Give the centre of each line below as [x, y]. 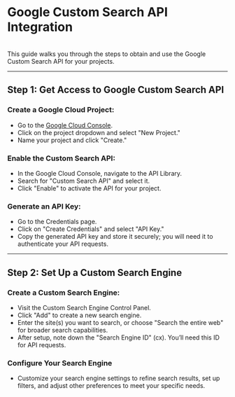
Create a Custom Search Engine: [64, 293]
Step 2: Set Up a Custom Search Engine [95, 273]
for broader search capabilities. [63, 330]
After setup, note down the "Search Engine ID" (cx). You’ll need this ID [119, 337]
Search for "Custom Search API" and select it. [84, 181]
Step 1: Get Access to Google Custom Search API [116, 90]
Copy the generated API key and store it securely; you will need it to [115, 237]
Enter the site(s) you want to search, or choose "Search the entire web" [120, 322]
